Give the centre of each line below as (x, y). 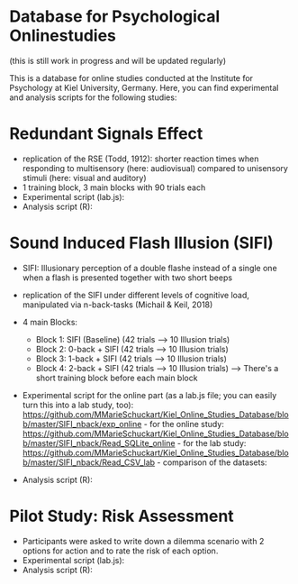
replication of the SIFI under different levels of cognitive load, (136, 295)
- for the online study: (184, 424)
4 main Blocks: (50, 322)
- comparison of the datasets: (212, 462)
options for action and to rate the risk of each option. (120, 551)
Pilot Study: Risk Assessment (122, 516)
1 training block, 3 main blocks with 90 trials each (114, 187)
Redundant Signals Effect (106, 134)
